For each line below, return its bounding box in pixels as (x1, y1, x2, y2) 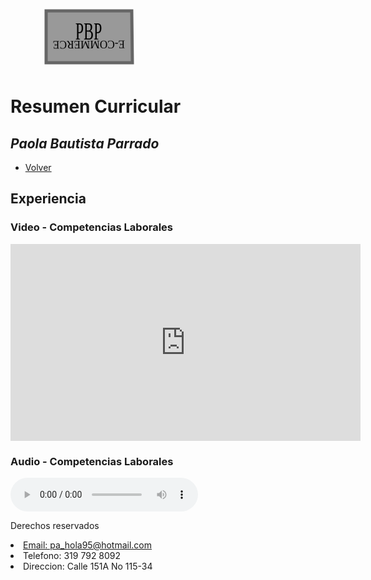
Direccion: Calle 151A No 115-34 (23, 560, 153, 572)
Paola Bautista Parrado (10, 135, 160, 152)
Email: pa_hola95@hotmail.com (23, 539, 153, 551)
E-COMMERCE (52, 37, 126, 52)
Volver (24, 162, 52, 173)
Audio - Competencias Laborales (10, 454, 174, 468)
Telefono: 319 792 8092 (23, 549, 122, 561)
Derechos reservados (10, 519, 100, 531)
